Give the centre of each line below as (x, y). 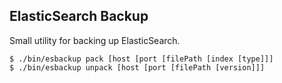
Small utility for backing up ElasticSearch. (95, 40)
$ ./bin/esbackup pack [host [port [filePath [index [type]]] (141, 59)
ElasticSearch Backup (79, 16)
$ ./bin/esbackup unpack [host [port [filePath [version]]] (137, 67)
